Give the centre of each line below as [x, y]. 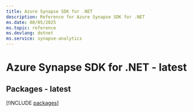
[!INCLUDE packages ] [32, 103]
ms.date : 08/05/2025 [31, 22]
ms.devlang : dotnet [30, 33]
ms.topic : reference [31, 28]
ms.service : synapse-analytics [44, 38]
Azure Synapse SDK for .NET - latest [96, 67]
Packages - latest [39, 89]
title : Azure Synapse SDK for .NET [49, 11]
